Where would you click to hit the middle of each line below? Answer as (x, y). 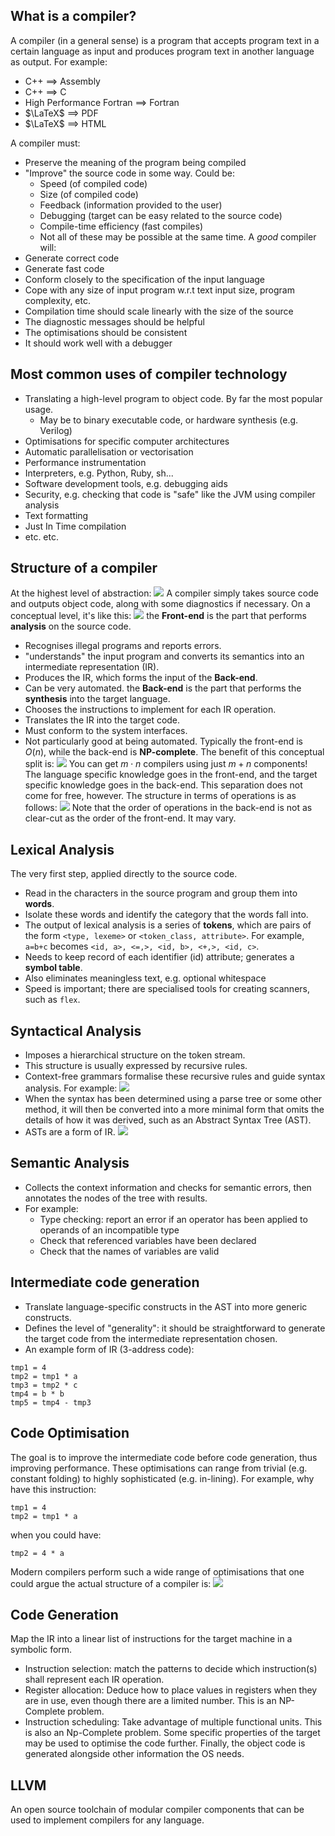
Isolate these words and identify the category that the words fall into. (166, 915)
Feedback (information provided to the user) (131, 205)
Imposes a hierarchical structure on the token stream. (135, 1055)
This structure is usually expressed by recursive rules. (136, 1066)
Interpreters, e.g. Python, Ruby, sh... (99, 473)
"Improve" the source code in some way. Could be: (129, 173)
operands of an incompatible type (109, 1230)
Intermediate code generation (105, 1282)
